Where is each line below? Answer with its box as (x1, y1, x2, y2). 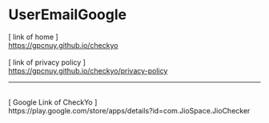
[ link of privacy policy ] (8, 58, 86, 67)
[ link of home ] (8, 32, 58, 42)
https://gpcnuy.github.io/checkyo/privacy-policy (8, 65, 168, 75)
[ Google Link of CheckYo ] (8, 97, 98, 107)
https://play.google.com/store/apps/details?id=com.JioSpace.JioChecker (8, 105, 251, 115)
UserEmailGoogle (8, 6, 127, 24)
